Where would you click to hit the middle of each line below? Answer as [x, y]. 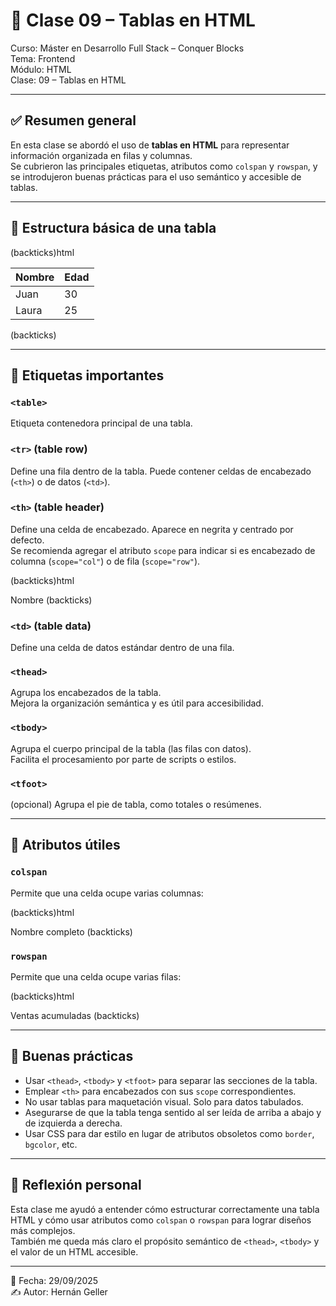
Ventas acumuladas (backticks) [75, 1016]
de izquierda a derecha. [73, 1123]
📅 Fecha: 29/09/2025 [54, 1280]
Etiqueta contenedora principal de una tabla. [101, 423]
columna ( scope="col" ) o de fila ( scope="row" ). [105, 561]
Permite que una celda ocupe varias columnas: [107, 893]
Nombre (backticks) [51, 600]
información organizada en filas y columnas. [101, 155]
